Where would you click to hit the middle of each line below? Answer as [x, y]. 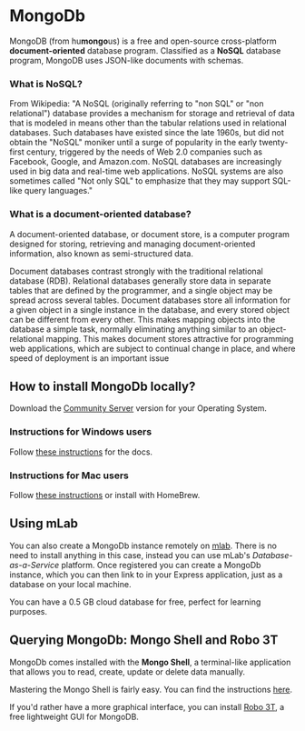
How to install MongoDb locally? [103, 386]
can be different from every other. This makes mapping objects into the [143, 319]
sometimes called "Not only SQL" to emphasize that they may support [140, 181]
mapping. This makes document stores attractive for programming [170, 338]
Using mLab [44, 524]
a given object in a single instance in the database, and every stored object [150, 309]
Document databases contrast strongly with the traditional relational [136, 271]
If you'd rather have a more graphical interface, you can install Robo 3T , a [147, 706]
